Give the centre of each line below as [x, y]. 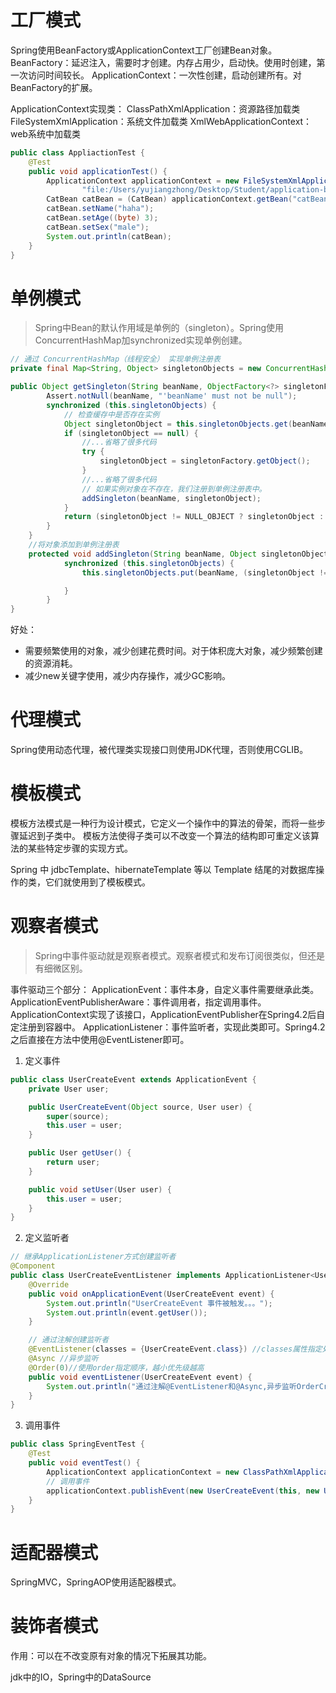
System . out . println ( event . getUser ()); [127, 1312]
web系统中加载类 [45, 133]
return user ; [73, 1162]
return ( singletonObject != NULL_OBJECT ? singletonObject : [194, 517]
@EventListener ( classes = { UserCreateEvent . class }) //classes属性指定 [175, 1349]
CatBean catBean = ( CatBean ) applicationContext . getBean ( [169, 199]
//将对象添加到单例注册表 [74, 545]
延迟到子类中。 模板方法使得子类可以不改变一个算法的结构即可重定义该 [164, 835]
